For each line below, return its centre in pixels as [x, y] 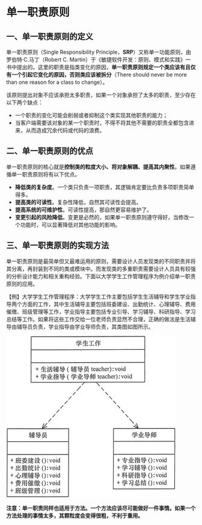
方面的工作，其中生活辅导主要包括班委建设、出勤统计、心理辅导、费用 [109, 304]
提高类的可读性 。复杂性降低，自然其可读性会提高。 [78, 202]
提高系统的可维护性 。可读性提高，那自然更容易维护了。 [83, 210]
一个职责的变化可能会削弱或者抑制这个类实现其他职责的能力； [91, 115]
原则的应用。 [22, 284]
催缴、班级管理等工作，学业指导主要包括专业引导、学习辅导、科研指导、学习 [101, 311]
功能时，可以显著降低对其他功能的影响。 [70, 225]
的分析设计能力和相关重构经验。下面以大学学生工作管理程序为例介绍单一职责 [101, 276]
